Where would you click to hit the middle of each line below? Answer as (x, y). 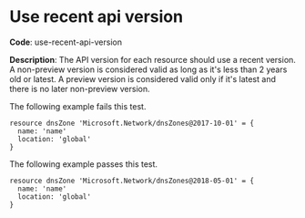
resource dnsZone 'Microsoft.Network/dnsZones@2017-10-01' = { (132, 123)
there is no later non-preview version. (80, 88)
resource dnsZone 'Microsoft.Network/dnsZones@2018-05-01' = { (132, 181)
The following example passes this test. (83, 164)
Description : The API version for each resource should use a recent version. (152, 59)
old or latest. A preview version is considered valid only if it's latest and (142, 78)
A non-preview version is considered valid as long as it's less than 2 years (148, 69)
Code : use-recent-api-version (66, 42)
